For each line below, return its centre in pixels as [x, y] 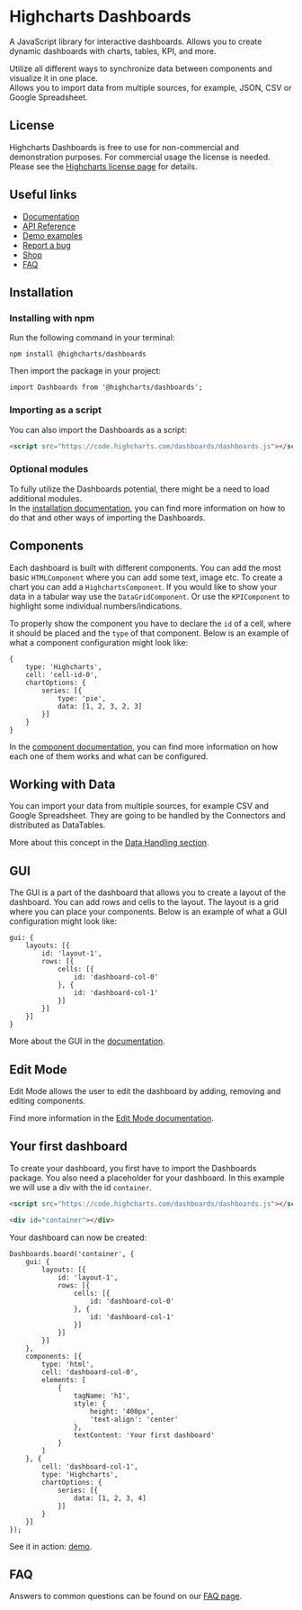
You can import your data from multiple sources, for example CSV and [139, 806]
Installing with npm [52, 318]
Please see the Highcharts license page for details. [103, 166]
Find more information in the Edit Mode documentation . [111, 1117]
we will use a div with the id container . [81, 1187]
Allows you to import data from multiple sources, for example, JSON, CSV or [151, 87]
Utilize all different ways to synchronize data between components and [141, 68]
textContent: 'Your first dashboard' [144, 1435]
